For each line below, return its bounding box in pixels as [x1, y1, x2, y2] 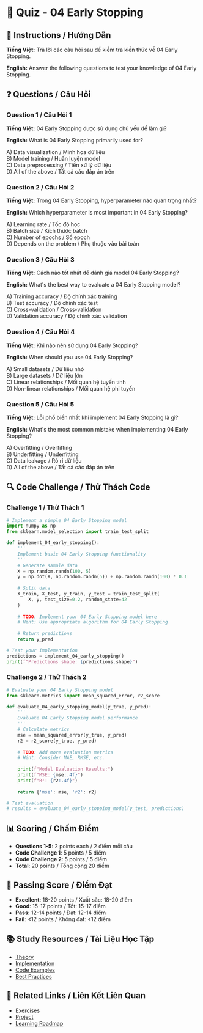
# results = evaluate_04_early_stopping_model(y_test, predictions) [6, 806, 185, 812]
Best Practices [15, 972, 52, 980]
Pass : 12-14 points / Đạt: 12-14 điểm [15, 909, 106, 916]
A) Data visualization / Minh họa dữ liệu [6, 148, 105, 155]
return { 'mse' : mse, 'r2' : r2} [17, 789, 97, 795]
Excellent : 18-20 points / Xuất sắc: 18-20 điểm [15, 895, 133, 903]
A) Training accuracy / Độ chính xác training [6, 293, 117, 300]
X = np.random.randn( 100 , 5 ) [17, 568, 92, 574]
